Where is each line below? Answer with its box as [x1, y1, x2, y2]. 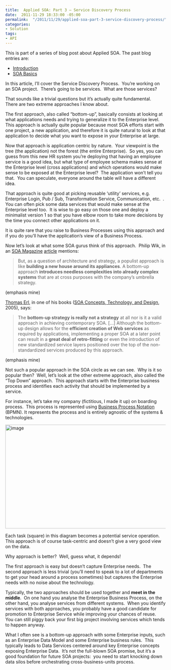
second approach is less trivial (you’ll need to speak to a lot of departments [5, 569, 164, 575]
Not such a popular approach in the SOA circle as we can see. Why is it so [5, 366, 162, 372]
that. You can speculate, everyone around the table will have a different [5, 175, 156, 181]
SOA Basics [12, 70, 37, 76]
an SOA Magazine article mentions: [5, 248, 79, 254]
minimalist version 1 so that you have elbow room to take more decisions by [5, 212, 164, 218]
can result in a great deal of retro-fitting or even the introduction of [17, 336, 160, 342]
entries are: [5, 55, 30, 61]
